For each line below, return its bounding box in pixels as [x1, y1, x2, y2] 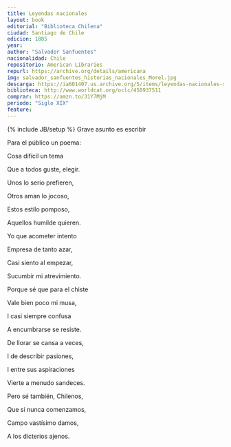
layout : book [7, 17, 45, 23]
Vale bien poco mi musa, [7, 298, 77, 306]
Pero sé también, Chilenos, [7, 392, 84, 400]
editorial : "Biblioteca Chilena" [7, 23, 103, 30]
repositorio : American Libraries [7, 61, 103, 68]
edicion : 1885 [7, 36, 48, 43]
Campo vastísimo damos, [7, 418, 79, 427]
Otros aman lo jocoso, [7, 191, 69, 200]
